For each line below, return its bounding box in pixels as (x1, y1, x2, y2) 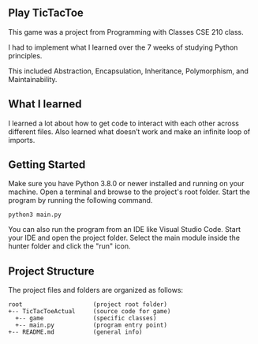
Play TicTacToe (8, 6, 84, 20)
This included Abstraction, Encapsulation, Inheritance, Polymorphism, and (8, 66, 249, 76)
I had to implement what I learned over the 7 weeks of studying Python (8, 43, 238, 52)
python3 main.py (8, 211, 62, 219)
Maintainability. (8, 74, 58, 84)
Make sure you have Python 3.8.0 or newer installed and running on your (8, 179, 245, 189)
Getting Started (8, 158, 86, 172)
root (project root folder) (8, 301, 168, 308)
